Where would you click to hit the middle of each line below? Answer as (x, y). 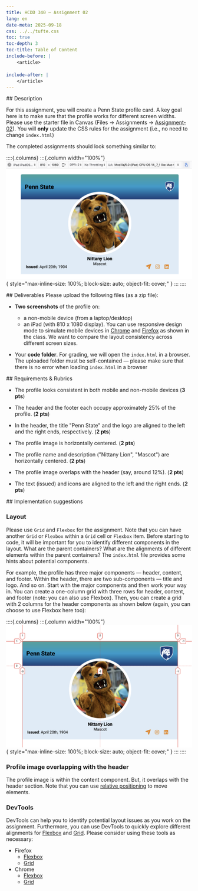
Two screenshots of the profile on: (57, 306)
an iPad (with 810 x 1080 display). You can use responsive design (103, 324)
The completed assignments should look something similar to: (81, 146)
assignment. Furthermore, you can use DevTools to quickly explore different (98, 827)
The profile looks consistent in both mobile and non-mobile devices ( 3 (100, 390)
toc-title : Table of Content (42, 50)
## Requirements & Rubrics (39, 378)
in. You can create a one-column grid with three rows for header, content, (95, 591)
